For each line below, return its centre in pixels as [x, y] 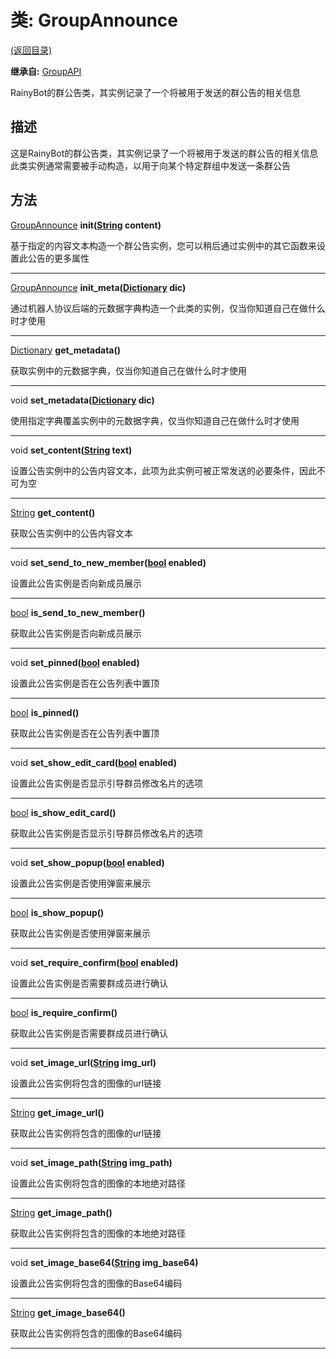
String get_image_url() [57, 1112]
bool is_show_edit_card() [63, 812]
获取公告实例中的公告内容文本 [71, 533]
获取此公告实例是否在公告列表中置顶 [85, 733]
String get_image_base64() [68, 1312]
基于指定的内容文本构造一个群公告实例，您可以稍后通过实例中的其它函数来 [163, 245]
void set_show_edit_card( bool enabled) [93, 762]
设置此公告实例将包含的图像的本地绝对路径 [98, 1183]
